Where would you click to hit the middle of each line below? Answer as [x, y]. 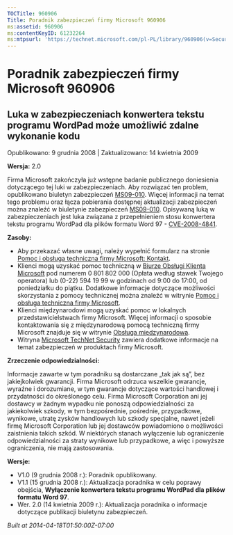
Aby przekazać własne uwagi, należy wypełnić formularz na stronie [113, 251]
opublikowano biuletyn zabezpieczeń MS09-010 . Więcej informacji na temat [116, 195]
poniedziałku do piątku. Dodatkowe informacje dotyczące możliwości [116, 288]
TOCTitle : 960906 [32, 14]
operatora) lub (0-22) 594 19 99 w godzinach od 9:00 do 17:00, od [112, 281]
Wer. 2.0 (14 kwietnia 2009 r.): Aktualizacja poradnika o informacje [112, 504]
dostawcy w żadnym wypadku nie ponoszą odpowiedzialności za [101, 404]
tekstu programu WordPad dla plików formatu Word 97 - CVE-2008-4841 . [112, 224]
